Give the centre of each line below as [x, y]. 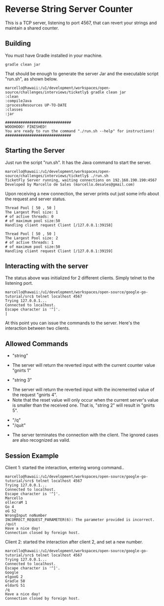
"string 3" [22, 380]
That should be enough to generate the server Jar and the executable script [82, 74]
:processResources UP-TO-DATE [36, 105]
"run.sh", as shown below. [31, 79]
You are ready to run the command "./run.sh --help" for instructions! [80, 131]
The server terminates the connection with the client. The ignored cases [85, 435]
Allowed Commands [37, 344]
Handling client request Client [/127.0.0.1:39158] [59, 225]
